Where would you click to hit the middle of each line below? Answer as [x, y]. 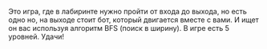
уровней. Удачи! [36, 36]
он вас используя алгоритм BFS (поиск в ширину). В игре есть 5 [119, 28]
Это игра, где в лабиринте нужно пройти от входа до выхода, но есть [127, 11]
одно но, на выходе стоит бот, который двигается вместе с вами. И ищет [133, 20]
